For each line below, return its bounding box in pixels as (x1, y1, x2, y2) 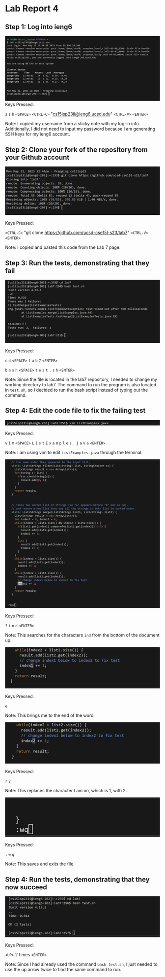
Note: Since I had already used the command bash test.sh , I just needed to (5, 961, 158, 967)
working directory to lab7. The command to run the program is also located (5, 382, 157, 387)
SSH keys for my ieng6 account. (5, 131, 70, 137)
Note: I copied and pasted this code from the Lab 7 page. (5, 244, 121, 250)
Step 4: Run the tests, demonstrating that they (5, 875, 150, 883)
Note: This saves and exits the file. (5, 861, 75, 867)
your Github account (5, 153, 70, 162)
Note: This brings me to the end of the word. (5, 712, 95, 718)
